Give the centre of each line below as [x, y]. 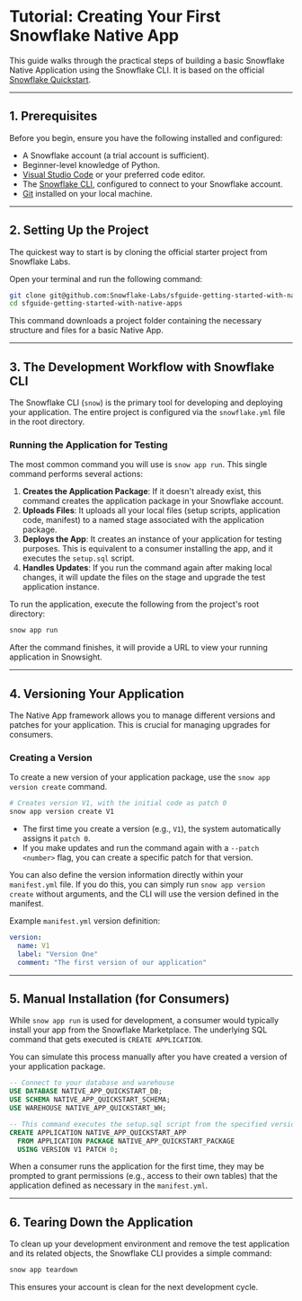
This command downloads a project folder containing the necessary [136, 321]
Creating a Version [51, 758]
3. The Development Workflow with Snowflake [142, 367]
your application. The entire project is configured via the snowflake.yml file [147, 412]
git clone [28, 295]
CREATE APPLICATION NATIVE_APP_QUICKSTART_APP [98, 1133]
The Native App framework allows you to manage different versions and [142, 715]
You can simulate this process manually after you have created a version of [148, 1057]
